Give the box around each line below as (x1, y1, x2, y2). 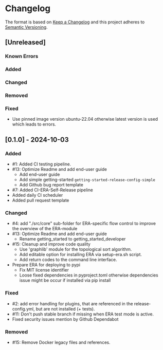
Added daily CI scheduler (12, 192, 63, 198)
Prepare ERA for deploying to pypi (12, 262, 80, 268)
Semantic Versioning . (5, 24, 48, 30)
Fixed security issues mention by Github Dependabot (12, 316, 119, 322)
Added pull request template (12, 198, 70, 203)
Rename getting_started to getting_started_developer (19, 236, 126, 242)
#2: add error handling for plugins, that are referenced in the (12, 300, 133, 307)
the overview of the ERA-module (12, 226, 78, 232)
